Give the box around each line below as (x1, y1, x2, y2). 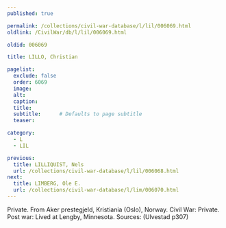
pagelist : (7, 66, 36, 73)
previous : (7, 155, 36, 161)
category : (7, 130, 36, 137)
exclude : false (13, 73, 57, 80)
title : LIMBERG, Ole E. (13, 180, 81, 187)
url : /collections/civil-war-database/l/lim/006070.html (13, 187, 179, 194)
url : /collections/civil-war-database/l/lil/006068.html (13, 168, 179, 174)
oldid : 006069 (7, 41, 48, 48)
